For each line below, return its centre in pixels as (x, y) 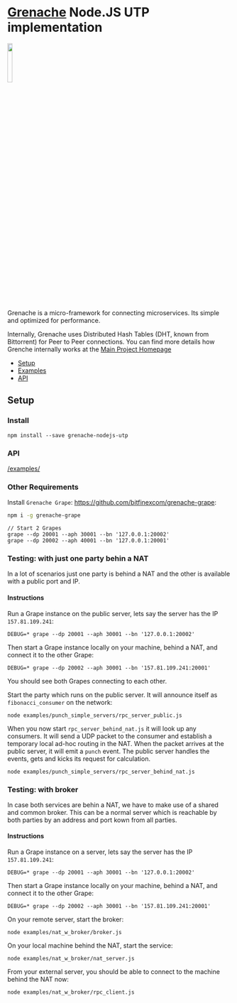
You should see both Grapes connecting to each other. (87, 681)
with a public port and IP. (44, 581)
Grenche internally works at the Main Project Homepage (89, 349)
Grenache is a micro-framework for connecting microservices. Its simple (114, 312)
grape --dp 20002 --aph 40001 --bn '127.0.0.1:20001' (89, 541)
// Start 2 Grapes (34, 528)
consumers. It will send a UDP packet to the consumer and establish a (110, 736)
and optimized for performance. (54, 320)
